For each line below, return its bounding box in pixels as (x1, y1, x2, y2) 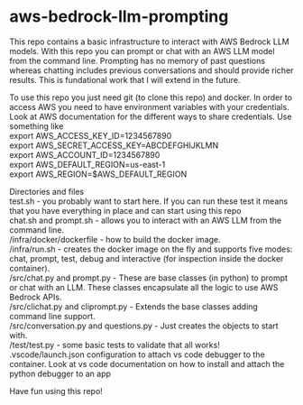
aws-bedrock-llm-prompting (9, 6, 229, 27)
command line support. (9, 310, 96, 321)
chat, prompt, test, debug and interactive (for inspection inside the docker (9, 253, 284, 263)
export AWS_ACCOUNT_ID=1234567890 (9, 149, 161, 160)
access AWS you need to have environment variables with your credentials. (9, 101, 290, 112)
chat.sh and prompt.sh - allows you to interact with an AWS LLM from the (9, 215, 282, 226)
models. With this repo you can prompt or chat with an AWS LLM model (9, 45, 275, 56)
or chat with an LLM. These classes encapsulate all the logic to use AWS (9, 281, 279, 292)
